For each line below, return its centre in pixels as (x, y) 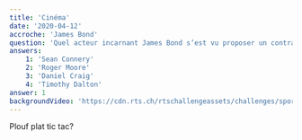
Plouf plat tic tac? (42, 127)
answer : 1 (28, 92)
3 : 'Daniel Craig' (60, 76)
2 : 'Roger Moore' (58, 68)
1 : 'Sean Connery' (60, 59)
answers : (26, 51)
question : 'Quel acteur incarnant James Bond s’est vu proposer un (138, 43)
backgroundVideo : (42, 101)
